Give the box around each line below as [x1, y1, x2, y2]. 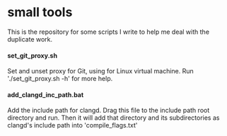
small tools [7, 4, 73, 20]
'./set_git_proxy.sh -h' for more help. [7, 75, 113, 83]
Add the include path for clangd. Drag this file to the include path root [7, 106, 210, 115]
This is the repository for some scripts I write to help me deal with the [7, 27, 210, 36]
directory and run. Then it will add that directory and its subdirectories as [7, 113, 220, 122]
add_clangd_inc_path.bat [7, 90, 84, 99]
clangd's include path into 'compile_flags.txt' [7, 121, 138, 130]
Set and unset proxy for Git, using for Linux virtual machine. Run [7, 67, 194, 75]
